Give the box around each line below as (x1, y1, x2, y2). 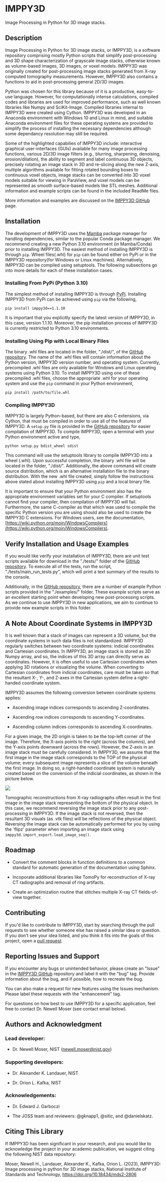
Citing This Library (5, 1127, 64, 1136)
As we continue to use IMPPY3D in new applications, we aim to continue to (5, 599, 159, 605)
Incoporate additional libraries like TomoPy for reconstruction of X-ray (12, 874, 155, 880)
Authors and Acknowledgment (5, 1020, 102, 1028)
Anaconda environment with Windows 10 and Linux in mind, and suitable (5, 115, 153, 121)
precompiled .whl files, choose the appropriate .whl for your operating (5, 375, 148, 381)
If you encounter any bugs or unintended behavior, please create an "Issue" (5, 965, 160, 971)
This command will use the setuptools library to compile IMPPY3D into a (5, 452, 153, 458)
